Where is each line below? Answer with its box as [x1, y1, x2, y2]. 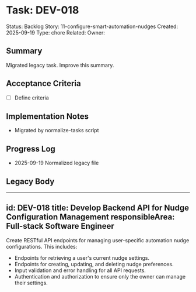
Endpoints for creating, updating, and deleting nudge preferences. [14, 260, 174, 267]
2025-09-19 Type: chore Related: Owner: [6, 29, 105, 36]
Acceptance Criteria [6, 78, 81, 88]
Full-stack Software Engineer [6, 221, 115, 231]
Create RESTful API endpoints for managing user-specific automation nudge [6, 236, 190, 243]
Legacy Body [6, 176, 55, 186]
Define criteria [14, 94, 50, 101]
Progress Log [6, 144, 55, 154]
